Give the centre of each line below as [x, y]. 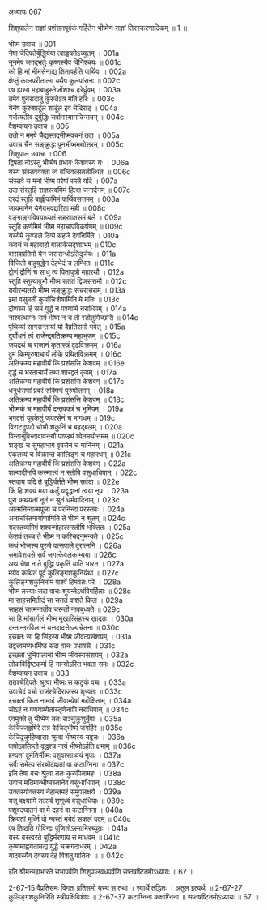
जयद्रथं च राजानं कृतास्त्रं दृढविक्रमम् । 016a [66, 345]
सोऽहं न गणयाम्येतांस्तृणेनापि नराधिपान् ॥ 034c [69, 709]
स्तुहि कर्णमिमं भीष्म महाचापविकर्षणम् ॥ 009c [66, 226]
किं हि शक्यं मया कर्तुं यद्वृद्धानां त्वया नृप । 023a [69, 491]
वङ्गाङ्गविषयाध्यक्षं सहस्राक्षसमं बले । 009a [66, 217]
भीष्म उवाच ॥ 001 [32, 44]
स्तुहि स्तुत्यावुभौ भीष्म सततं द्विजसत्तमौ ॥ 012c [68, 281]
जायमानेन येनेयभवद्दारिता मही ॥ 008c [57, 208]
